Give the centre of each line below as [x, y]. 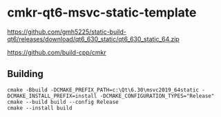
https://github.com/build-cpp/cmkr [57, 52]
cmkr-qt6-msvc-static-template [102, 13]
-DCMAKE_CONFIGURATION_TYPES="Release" [157, 96]
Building [25, 74]
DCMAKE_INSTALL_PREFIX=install [52, 96]
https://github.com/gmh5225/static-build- [67, 32]
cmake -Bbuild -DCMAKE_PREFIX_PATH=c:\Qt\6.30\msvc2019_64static [103, 90]
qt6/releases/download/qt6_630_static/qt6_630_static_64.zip [93, 39]
